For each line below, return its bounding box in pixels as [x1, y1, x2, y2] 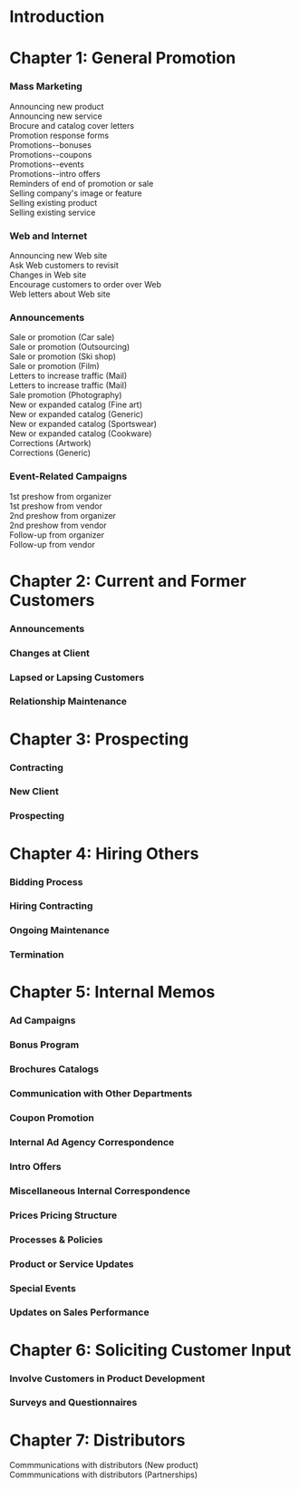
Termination [9, 949, 64, 961]
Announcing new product [9, 101, 104, 112]
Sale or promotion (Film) [9, 361, 100, 372]
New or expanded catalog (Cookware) [9, 428, 152, 439]
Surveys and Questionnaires [9, 1397, 138, 1409]
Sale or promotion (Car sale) [9, 332, 115, 343]
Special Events [9, 1281, 77, 1294]
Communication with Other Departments [9, 1087, 193, 1100]
